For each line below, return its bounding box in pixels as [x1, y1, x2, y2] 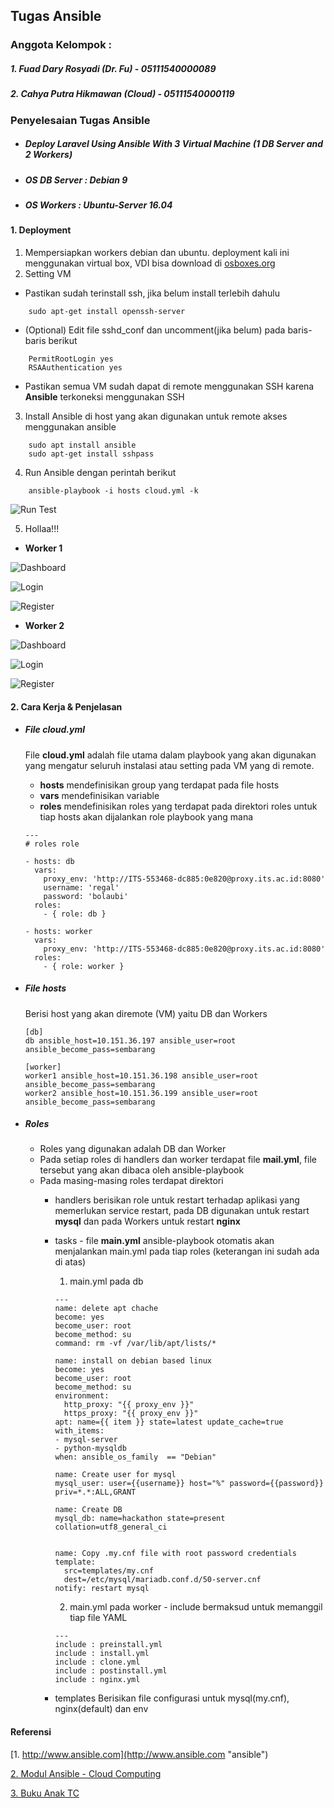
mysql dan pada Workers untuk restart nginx [54, 1215, 241, 1228]
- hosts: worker [24, 926, 93, 936]
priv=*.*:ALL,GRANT [54, 1487, 137, 1498]
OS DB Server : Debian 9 [24, 174, 128, 186]
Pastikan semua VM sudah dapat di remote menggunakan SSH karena [24, 380, 315, 392]
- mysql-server [54, 1435, 118, 1445]
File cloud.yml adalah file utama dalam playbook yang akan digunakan [24, 749, 317, 761]
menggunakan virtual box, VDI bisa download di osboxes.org [24, 257, 276, 269]
